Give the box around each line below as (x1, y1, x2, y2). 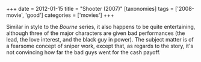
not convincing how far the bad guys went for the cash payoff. (6, 49, 161, 56)
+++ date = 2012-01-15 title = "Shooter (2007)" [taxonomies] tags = (6, 5, 174, 12)
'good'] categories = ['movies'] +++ (25, 11, 114, 19)
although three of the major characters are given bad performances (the (6, 29, 185, 37)
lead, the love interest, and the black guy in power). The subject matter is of (6, 36, 194, 43)
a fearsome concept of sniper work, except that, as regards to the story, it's (6, 42, 194, 49)
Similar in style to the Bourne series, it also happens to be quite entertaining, (6, 23, 196, 30)
